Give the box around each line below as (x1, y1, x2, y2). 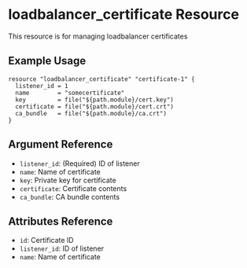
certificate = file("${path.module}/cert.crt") (15, 102, 175, 111)
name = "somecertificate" (15, 89, 125, 97)
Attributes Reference (8, 215, 113, 228)
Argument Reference (8, 138, 113, 151)
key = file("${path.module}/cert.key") (15, 96, 175, 104)
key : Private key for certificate (19, 175, 116, 185)
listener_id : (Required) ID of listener (19, 159, 140, 168)
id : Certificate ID (19, 236, 74, 245)
